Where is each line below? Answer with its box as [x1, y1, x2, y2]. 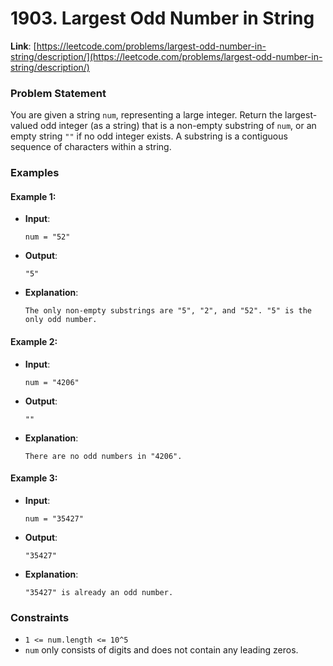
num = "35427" [24, 513, 84, 524]
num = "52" [24, 232, 71, 242]
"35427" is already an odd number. [24, 587, 174, 597]
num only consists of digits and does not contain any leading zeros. [24, 644, 299, 656]
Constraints [10, 610, 70, 624]
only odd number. [24, 315, 98, 325]
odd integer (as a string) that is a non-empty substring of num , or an [40, 120, 317, 132]
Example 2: [10, 335, 58, 347]
